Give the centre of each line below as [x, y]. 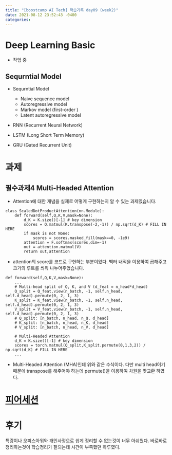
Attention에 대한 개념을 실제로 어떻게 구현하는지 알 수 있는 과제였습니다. [84, 202]
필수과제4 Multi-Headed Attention [60, 188]
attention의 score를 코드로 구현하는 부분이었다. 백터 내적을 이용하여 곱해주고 [90, 262]
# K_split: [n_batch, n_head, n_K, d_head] [62, 323]
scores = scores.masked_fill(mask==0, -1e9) [81, 238]
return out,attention [47, 252]
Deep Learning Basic [50, 45]
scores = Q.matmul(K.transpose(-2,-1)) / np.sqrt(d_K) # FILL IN [95, 225]
